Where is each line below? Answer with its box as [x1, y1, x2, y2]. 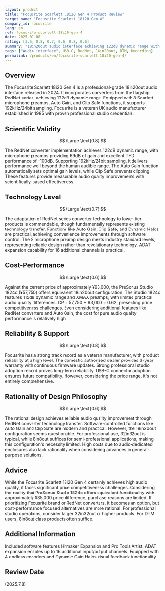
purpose [5, 452, 22, 458]
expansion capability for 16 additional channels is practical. [5, 247, 125, 253]
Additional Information [5, 530, 76, 538]
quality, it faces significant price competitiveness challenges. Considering [5, 485, 155, 491]
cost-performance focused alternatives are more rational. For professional [5, 505, 156, 511]
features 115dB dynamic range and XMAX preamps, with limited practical [5, 294, 153, 300]
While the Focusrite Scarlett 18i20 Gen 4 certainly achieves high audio [5, 479, 148, 485]
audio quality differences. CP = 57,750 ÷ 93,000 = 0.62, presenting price [5, 299, 153, 305]
